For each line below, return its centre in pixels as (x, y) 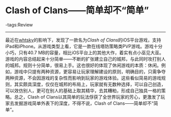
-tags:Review (19, 25)
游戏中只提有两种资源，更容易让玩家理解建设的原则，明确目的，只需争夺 (90, 71)
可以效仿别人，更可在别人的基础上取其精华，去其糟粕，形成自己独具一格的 (83, 90)
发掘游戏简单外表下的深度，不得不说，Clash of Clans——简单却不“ (84, 103)
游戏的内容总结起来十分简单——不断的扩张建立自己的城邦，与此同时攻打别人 (85, 59)
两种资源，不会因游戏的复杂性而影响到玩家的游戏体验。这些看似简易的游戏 (83, 78)
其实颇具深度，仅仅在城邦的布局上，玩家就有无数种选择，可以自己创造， (90, 84)
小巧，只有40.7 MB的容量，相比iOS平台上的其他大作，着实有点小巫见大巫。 (85, 52)
